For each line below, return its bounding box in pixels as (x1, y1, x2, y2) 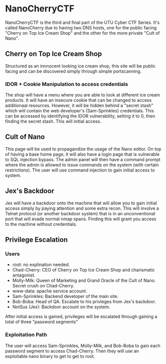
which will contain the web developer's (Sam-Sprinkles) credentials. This (5, 108, 154, 114)
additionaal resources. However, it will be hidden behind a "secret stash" (5, 102, 154, 108)
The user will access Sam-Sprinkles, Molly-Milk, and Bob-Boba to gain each (5, 343, 161, 349)
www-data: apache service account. (12, 288, 88, 294)
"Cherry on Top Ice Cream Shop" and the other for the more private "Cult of (5, 30, 160, 36)
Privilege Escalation (5, 236, 68, 244)
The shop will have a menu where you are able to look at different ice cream (5, 92, 160, 98)
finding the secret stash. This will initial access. (5, 118, 102, 124)
